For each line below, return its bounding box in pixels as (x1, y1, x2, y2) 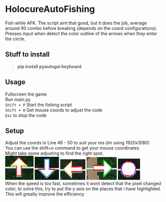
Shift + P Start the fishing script (5, 101, 72, 107)
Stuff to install (5, 50, 50, 59)
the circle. (5, 36, 26, 42)
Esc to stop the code (5, 112, 47, 118)
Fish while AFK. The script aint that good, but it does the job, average (5, 20, 147, 26)
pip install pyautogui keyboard (17, 63, 82, 69)
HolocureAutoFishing (5, 3, 95, 15)
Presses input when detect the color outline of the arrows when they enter (5, 30, 158, 36)
